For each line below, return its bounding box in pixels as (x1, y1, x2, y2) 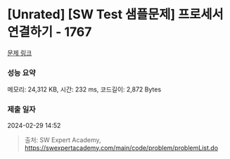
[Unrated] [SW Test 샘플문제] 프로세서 (7, 6, 224, 23)
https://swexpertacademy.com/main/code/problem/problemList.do (24, 144, 219, 152)
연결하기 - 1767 (7, 24, 92, 40)
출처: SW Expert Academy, (24, 135, 101, 144)
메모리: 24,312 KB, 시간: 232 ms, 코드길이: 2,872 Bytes (7, 85, 162, 94)
